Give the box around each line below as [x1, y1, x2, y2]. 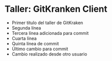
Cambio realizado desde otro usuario [11, 51, 87, 57]
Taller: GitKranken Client [4, 3, 108, 15]
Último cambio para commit [11, 46, 69, 52]
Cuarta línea [11, 35, 37, 41]
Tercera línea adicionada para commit [11, 30, 89, 36]
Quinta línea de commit [11, 40, 59, 46]
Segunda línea [11, 25, 41, 30]
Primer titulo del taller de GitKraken [11, 20, 83, 26]
